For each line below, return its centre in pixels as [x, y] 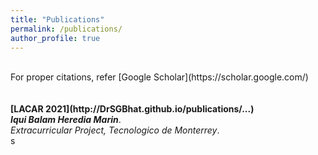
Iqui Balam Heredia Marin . [66, 120]
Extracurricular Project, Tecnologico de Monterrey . [115, 130]
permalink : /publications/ [66, 29]
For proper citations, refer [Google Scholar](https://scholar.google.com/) [159, 77]
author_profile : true [55, 38]
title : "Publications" [57, 19]
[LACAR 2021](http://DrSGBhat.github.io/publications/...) [132, 109]
